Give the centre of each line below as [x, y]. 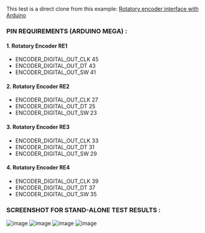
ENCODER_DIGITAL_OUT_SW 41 [56, 72]
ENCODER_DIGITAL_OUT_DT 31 [55, 147]
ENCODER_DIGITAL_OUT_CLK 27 [57, 100]
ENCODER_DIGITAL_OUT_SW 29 [56, 153]
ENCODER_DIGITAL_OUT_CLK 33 [57, 141]
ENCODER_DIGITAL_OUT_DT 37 [55, 187]
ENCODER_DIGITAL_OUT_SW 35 [56, 194]
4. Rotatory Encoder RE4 [38, 168]
